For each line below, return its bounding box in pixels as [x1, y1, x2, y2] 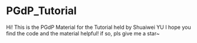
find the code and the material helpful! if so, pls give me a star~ [6, 29, 160, 37]
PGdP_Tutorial [6, 4, 77, 18]
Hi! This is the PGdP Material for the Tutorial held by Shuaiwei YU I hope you [6, 24, 191, 31]
